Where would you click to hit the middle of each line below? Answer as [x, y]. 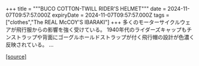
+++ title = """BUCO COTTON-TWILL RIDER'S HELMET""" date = [86, 9]
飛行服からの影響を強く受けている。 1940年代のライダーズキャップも [101, 30]
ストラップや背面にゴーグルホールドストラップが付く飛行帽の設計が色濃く [102, 37]
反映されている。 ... [30, 45]
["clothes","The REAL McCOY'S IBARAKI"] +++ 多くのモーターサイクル [93, 22]
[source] [16, 57]
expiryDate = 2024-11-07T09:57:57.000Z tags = [111, 15]
